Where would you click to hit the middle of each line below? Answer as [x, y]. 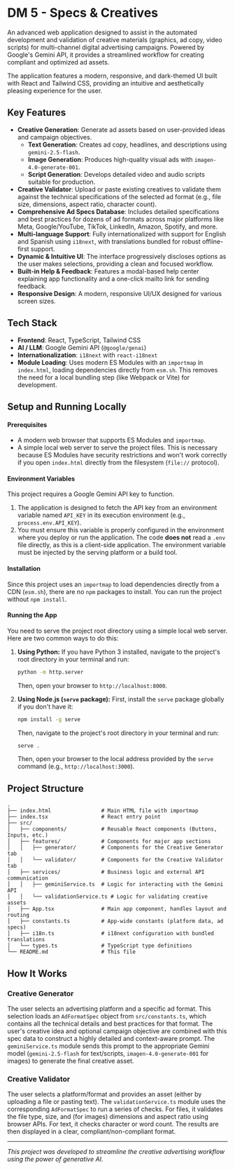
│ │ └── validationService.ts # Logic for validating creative [108, 897]
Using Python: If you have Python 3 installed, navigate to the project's [119, 652]
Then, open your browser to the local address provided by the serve [115, 759]
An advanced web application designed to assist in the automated [102, 32]
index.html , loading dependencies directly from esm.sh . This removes [117, 370]
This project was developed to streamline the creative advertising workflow [116, 1152]
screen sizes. [36, 301]
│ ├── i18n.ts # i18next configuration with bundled [111, 934]
